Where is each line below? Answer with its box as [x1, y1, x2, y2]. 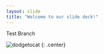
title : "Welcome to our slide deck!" [6, 14, 99, 20]
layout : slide [6, 8, 41, 15]
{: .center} [41, 41, 66, 48]
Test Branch [6, 30, 35, 37]
